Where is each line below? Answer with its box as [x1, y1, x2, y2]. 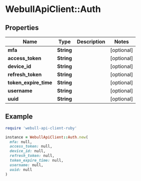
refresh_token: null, [9, 153, 55, 158]
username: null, [9, 162, 43, 167]
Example [5, 112, 33, 121]
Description [76, 38, 105, 45]
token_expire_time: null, [9, 158, 64, 163]
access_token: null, [9, 144, 52, 149]
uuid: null [9, 167, 32, 172]
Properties [5, 23, 39, 32]
